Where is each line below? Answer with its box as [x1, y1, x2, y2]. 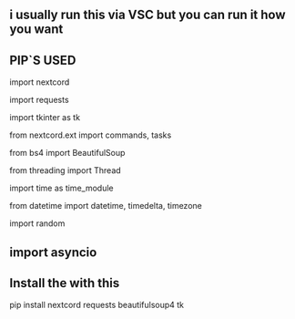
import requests [9, 95, 70, 106]
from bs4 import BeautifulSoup [9, 148, 126, 159]
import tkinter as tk [9, 112, 80, 123]
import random [9, 218, 66, 229]
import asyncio [9, 244, 97, 260]
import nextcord [9, 77, 70, 87]
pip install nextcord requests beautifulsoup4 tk [9, 300, 185, 311]
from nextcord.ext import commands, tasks [9, 129, 172, 140]
